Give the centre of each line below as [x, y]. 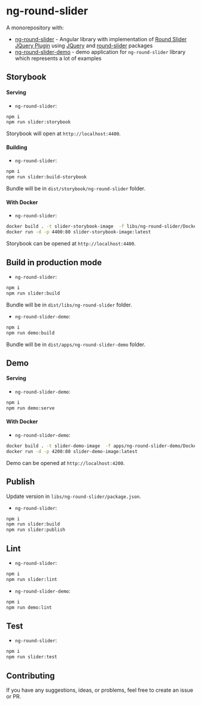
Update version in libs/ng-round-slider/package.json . [74, 496]
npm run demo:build [31, 333]
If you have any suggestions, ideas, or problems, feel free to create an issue [100, 690]
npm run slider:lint [32, 579]
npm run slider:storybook [38, 122]
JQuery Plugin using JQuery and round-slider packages [84, 45]
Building [17, 147]
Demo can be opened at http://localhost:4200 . [66, 463]
